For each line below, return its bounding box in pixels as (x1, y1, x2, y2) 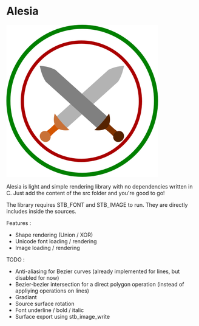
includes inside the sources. (6, 207, 77, 215)
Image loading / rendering (15, 244, 80, 251)
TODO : (6, 255, 25, 263)
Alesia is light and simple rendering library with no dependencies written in (6, 182, 193, 190)
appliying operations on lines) (15, 287, 90, 294)
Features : (6, 219, 32, 226)
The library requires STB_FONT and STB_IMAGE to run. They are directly (6, 201, 188, 208)
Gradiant (15, 293, 38, 300)
